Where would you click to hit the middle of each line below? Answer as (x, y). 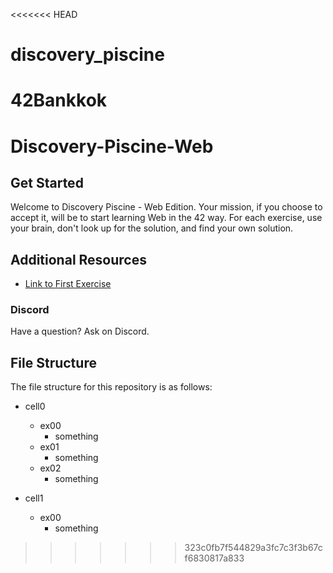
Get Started (47, 182)
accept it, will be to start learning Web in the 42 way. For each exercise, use (166, 218)
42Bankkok (59, 100)
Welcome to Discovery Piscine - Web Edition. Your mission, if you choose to (166, 207)
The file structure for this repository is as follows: (111, 387)
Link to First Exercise (68, 284)
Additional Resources (78, 259)
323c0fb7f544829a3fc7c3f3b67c (253, 548)
